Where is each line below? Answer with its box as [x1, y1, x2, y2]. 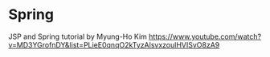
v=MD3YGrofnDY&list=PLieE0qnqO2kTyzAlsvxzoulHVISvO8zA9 [8, 40, 220, 49]
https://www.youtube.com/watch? [148, 32, 262, 41]
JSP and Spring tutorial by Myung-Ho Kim [8, 32, 147, 41]
